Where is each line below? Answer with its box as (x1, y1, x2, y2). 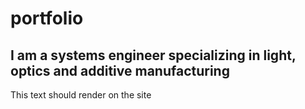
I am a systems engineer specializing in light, (10, 47, 297, 64)
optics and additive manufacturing (10, 62, 230, 79)
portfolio (10, 7, 84, 30)
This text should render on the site (10, 89, 152, 101)
